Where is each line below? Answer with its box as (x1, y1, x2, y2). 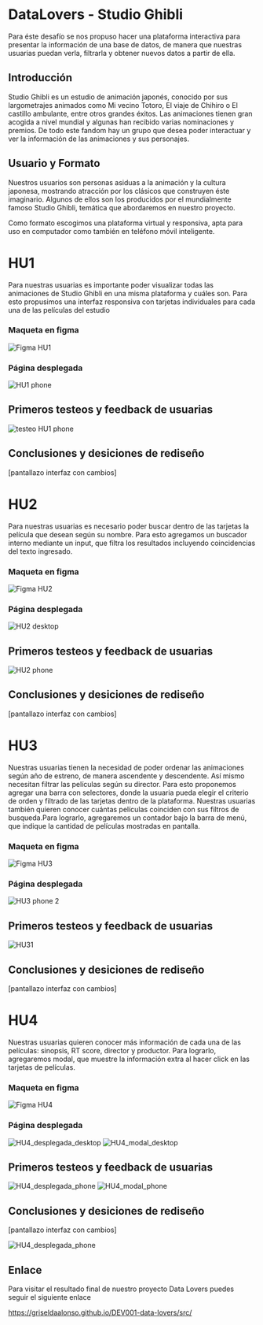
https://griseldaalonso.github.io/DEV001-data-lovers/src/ (8, 1308, 192, 1317)
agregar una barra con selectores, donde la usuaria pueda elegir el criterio (8, 788, 249, 797)
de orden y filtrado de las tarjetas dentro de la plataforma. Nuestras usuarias (8, 796, 256, 805)
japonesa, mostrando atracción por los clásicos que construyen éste (8, 186, 230, 195)
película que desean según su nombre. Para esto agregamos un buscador (8, 529, 247, 539)
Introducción (8, 71, 73, 84)
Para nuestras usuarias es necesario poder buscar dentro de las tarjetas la (8, 521, 250, 531)
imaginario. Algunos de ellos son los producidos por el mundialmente (8, 195, 232, 204)
